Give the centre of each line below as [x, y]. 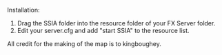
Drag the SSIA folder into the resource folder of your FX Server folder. [116, 23]
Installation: [23, 10]
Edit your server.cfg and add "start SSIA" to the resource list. [103, 31]
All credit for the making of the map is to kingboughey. [84, 44]
